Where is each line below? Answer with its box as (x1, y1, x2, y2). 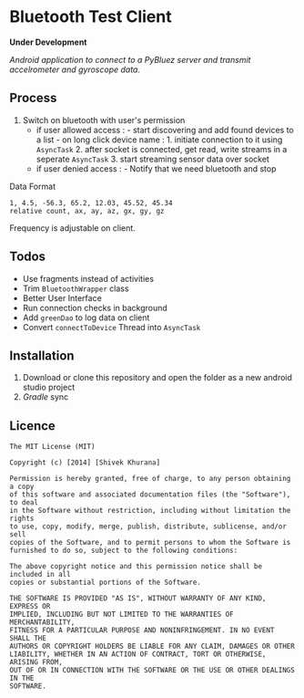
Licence (9, 418, 56, 433)
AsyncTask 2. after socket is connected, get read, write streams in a (35, 143, 288, 154)
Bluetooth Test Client (9, 6, 172, 27)
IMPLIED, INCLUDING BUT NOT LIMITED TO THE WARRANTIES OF (9, 609, 234, 620)
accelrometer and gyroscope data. (9, 64, 141, 75)
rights (9, 514, 35, 524)
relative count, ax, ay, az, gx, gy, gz (9, 206, 166, 215)
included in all (9, 570, 71, 579)
